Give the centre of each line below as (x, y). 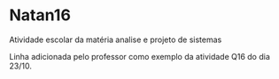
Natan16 (40, 15)
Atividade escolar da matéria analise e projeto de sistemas (116, 39)
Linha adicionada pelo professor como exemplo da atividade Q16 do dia (139, 56)
